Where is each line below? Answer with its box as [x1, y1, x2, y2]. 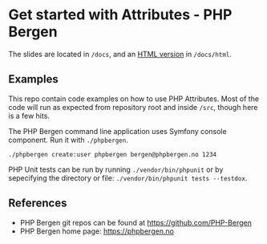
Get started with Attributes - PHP [8, 6, 233, 24]
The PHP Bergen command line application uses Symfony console [8, 126, 227, 136]
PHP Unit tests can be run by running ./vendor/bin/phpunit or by [8, 165, 224, 174]
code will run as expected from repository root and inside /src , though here [8, 102, 258, 112]
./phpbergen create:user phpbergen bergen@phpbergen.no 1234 [8, 150, 217, 158]
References [8, 197, 67, 210]
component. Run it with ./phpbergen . [8, 135, 128, 144]
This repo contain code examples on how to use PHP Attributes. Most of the [8, 94, 259, 104]
